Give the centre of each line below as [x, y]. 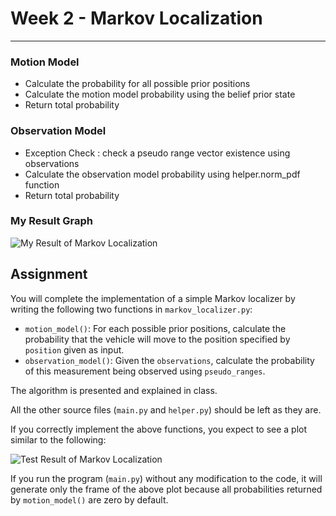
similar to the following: [58, 439]
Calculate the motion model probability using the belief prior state [160, 94]
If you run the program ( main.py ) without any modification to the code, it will [166, 478]
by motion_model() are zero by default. [89, 499]
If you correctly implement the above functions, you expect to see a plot [159, 429]
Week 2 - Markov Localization [136, 18]
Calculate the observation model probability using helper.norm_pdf [162, 174]
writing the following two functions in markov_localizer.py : [131, 309]
